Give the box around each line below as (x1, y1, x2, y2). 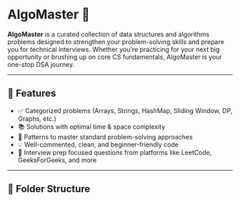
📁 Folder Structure (7, 183, 91, 195)
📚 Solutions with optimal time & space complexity (17, 122, 166, 131)
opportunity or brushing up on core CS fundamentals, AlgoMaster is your (7, 53, 223, 61)
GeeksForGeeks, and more (17, 156, 97, 164)
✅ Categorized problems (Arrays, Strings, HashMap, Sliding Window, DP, (17, 106, 233, 115)
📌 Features (7, 87, 56, 100)
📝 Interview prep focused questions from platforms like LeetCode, (17, 148, 212, 156)
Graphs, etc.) (17, 114, 57, 123)
